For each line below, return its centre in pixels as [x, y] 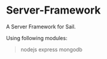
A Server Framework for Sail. [41, 27]
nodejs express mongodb [51, 49]
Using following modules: [37, 38]
